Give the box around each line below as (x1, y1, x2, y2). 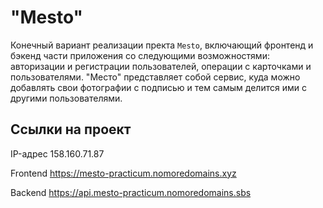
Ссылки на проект (10, 121, 132, 138)
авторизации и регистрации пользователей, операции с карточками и (10, 60, 312, 72)
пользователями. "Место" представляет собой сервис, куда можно (10, 71, 301, 83)
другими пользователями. (10, 92, 123, 104)
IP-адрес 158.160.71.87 (10, 147, 105, 160)
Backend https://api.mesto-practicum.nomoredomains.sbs (10, 186, 252, 198)
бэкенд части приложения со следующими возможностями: (10, 49, 270, 61)
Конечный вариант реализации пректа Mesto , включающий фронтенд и (10, 39, 314, 51)
